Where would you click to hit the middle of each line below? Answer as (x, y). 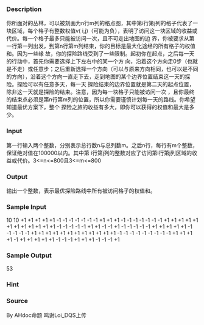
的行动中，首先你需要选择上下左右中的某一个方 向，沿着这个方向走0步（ (97, 61)
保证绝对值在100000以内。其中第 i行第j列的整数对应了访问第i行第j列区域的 (99, 153)
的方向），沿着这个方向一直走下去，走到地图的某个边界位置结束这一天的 (96, 77)
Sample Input (26, 206)
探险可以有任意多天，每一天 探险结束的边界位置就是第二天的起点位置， (106, 84)
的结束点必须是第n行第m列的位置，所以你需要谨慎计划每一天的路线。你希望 (101, 100)
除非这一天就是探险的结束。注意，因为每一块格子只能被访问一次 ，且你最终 (100, 92)
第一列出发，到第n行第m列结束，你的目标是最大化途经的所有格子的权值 (106, 46)
